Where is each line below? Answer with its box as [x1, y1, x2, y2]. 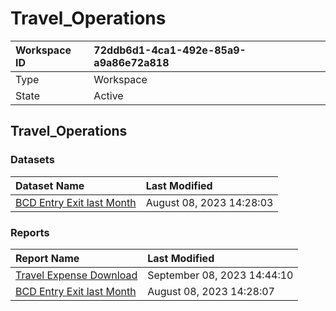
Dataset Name [15, 178, 85, 192]
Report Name [15, 251, 80, 265]
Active [93, 88, 124, 102]
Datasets [10, 153, 55, 167]
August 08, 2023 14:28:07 [147, 284, 275, 298]
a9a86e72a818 [93, 55, 170, 69]
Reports [10, 225, 50, 239]
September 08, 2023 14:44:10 [147, 268, 294, 282]
